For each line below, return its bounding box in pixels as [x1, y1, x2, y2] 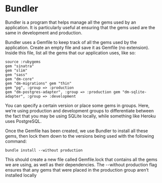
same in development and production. [5, 30, 82, 36]
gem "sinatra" [5, 64, 35, 69]
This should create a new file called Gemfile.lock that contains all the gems [5, 156, 158, 162]
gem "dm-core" [5, 76, 35, 81]
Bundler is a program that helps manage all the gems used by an [5, 19, 136, 25]
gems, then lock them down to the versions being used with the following [5, 133, 154, 139]
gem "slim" [5, 68, 28, 73]
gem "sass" [5, 72, 28, 77]
